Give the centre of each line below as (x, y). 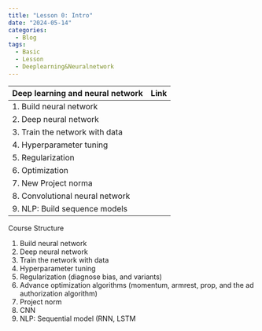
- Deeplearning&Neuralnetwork (65, 67)
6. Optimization (40, 170)
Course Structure (36, 228)
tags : (17, 45)
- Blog (26, 37)
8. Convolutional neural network (71, 196)
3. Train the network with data (68, 132)
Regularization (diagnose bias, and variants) (91, 277)
